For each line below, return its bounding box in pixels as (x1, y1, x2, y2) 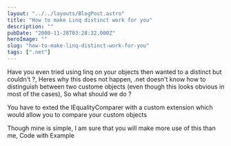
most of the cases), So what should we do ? (7, 89, 132, 98)
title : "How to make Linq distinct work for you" (7, 17, 153, 24)
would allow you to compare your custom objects (7, 110, 147, 118)
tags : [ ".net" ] (7, 49, 51, 56)
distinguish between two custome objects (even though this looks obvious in (7, 82, 225, 91)
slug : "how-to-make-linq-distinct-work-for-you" (7, 42, 150, 49)
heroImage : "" (7, 36, 48, 43)
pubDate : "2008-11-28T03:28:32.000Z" (7, 29, 116, 37)
